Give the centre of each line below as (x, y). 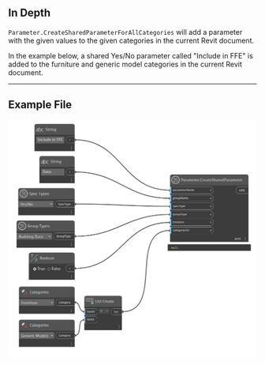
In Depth (30, 13)
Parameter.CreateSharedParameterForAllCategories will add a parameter (125, 32)
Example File (40, 105)
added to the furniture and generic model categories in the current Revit (125, 64)
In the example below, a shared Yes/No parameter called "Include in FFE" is (131, 55)
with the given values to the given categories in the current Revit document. (131, 40)
